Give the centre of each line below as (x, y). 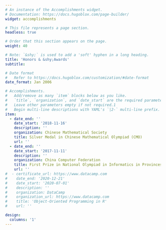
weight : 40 (16, 46)
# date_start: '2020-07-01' (37, 183)
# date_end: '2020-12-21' (35, 179)
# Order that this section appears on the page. (56, 42)
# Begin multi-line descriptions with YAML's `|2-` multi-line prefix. (83, 109)
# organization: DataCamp (35, 192)
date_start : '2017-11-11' (41, 151)
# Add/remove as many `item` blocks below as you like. (66, 96)
